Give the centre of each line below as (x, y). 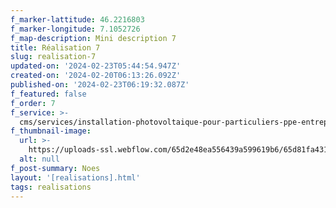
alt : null (39, 159)
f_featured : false (48, 94)
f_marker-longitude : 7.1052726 (75, 29)
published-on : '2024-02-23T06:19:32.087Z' (100, 85)
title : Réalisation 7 (55, 47)
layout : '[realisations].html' (75, 177)
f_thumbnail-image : (51, 131)
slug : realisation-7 (53, 57)
